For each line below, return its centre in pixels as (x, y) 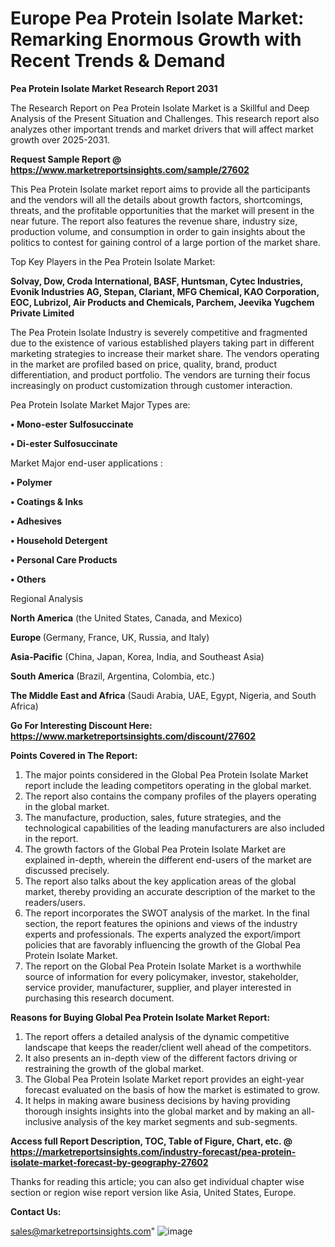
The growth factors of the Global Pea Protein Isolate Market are (155, 849)
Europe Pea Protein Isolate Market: (157, 18)
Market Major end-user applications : (86, 463)
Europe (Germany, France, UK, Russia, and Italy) (110, 637)
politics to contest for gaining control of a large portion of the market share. (165, 242)
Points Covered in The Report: (74, 755)
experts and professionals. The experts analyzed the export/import (162, 934)
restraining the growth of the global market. (114, 1068)
